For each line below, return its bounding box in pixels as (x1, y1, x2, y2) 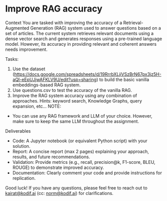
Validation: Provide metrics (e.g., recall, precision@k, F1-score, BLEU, (12, 159, 155, 165)
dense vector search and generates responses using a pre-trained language (5, 36, 162, 42)
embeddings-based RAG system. (12, 81, 81, 88)
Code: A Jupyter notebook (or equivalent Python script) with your (12, 138, 147, 144)
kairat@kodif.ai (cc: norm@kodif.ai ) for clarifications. (5, 190, 113, 196)
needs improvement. (5, 46, 47, 52)
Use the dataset (12, 66, 45, 72)
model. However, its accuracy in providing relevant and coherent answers (5, 41, 156, 47)
